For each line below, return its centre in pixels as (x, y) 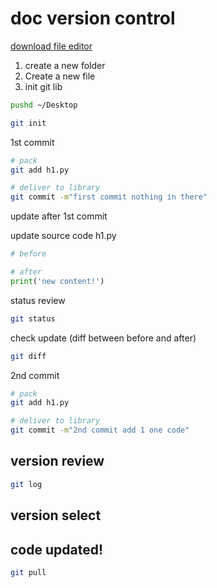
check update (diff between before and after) (103, 338)
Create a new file (60, 76)
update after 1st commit (59, 216)
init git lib (43, 86)
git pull (28, 572)
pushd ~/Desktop (44, 105)
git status (33, 318)
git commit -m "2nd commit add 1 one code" (100, 430)
